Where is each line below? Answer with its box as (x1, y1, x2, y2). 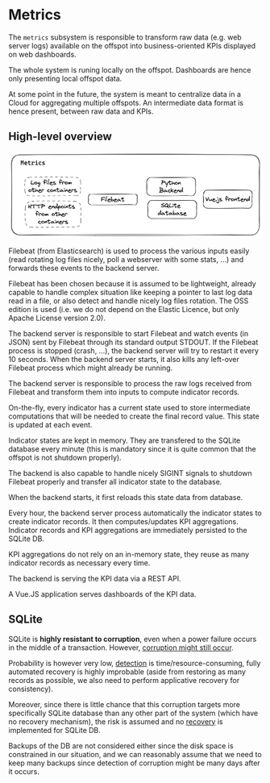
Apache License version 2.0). (8, 313, 106, 323)
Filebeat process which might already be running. (8, 363, 173, 373)
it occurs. (8, 766, 40, 776)
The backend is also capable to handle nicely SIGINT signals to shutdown (8, 468, 252, 477)
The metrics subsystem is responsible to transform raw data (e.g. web (8, 32, 242, 42)
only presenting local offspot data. (8, 73, 123, 83)
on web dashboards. (8, 49, 77, 59)
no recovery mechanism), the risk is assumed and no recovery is (8, 716, 223, 727)
